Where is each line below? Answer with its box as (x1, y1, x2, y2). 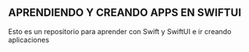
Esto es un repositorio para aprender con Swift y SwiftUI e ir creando (8, 26, 232, 36)
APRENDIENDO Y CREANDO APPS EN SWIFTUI (8, 6, 242, 19)
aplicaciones (8, 35, 50, 44)
